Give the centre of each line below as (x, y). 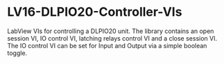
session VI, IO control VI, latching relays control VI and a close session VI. (112, 38)
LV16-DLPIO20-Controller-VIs (95, 12)
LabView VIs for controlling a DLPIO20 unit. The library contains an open (111, 31)
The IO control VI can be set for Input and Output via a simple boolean (107, 45)
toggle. (17, 53)
